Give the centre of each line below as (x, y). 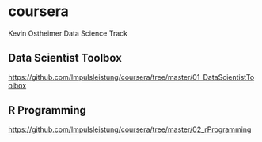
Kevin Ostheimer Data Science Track (68, 33)
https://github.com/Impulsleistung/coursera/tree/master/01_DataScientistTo (131, 77)
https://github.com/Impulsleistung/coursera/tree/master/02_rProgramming (130, 129)
